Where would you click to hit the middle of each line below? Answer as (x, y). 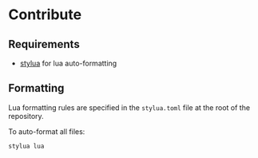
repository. (26, 116)
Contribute (45, 15)
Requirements (44, 44)
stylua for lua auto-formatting (68, 63)
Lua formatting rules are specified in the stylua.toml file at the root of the (129, 107)
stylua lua (26, 146)
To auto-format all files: (47, 131)
